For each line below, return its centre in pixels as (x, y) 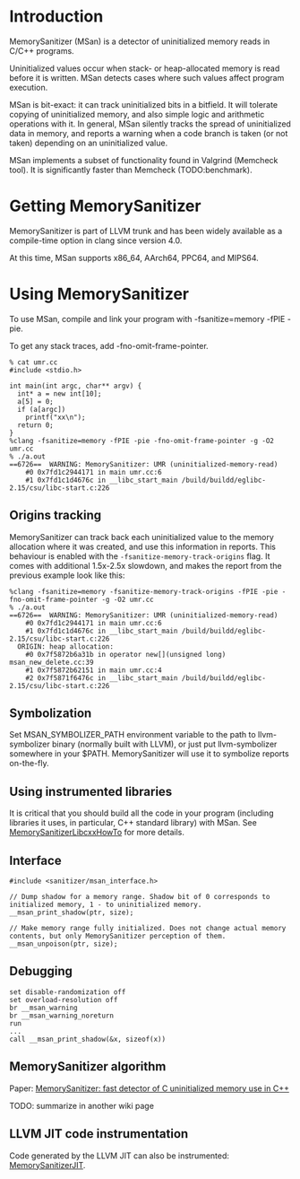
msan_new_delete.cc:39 (51, 662)
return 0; (35, 425)
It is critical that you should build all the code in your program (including (141, 813)
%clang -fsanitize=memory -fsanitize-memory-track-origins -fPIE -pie (144, 591)
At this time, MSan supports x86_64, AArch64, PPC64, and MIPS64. (134, 258)
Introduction (56, 17)
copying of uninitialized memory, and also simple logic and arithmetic (137, 114)
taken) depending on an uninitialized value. (89, 143)
